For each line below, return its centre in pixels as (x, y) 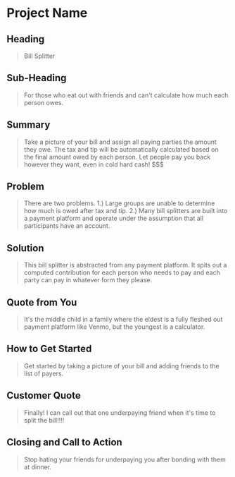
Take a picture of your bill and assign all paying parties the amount (120, 142)
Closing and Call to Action (64, 442)
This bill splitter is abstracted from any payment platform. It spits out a (125, 265)
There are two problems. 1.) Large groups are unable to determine (119, 203)
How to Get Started (49, 349)
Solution (25, 248)
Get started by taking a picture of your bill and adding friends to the (121, 366)
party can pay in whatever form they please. (88, 280)
